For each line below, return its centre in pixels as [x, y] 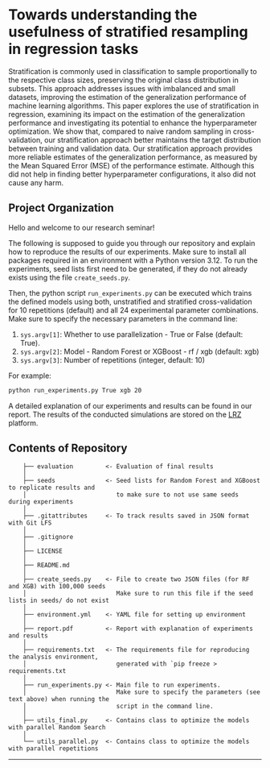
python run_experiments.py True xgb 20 [75, 390]
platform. [23, 423]
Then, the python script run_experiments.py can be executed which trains [130, 293]
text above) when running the [59, 700]
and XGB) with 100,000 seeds [57, 587]
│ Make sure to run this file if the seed [138, 594]
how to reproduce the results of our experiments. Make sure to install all [127, 251]
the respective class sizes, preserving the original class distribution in [123, 80]
